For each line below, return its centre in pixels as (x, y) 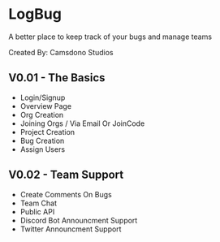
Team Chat (39, 203)
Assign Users (43, 149)
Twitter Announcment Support (71, 229)
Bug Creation (42, 140)
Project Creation (47, 132)
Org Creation (42, 115)
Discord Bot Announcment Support (79, 220)
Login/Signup (43, 97)
